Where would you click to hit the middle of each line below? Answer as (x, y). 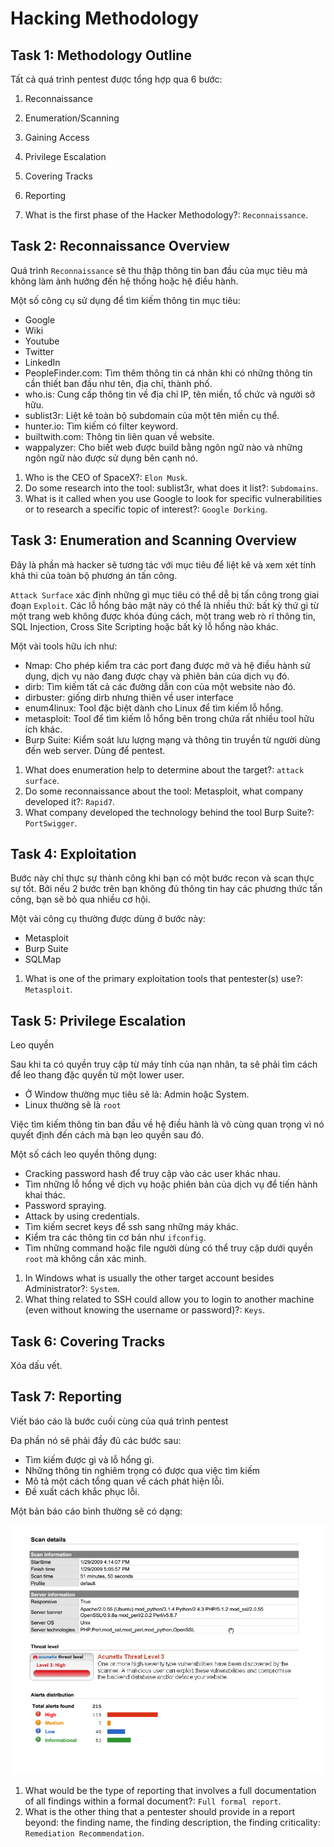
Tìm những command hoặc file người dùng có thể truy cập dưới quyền (169, 1248)
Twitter (39, 351)
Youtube (42, 341)
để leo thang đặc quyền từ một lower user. (97, 1075)
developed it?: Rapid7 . (70, 801)
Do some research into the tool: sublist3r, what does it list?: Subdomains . (171, 488)
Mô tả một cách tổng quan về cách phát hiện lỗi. (124, 1481)
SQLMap (43, 959)
